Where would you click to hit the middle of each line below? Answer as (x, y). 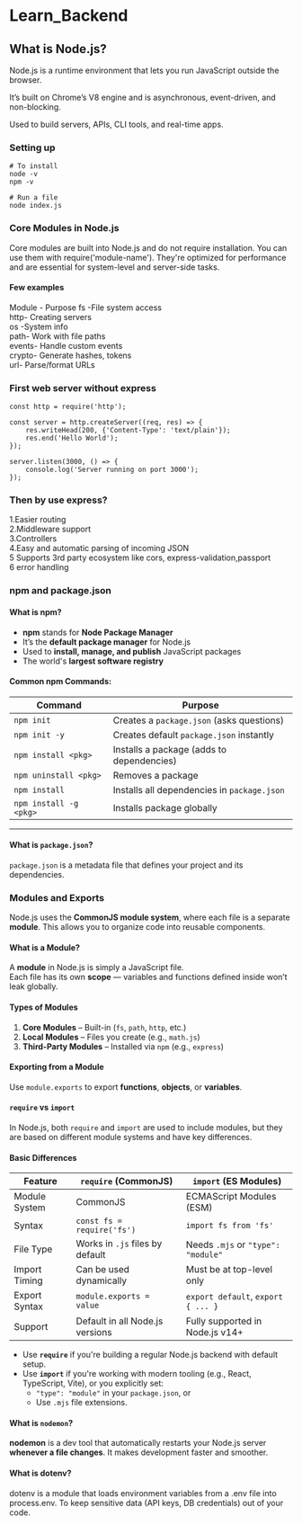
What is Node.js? (58, 49)
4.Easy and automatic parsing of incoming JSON (99, 548)
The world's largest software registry (93, 661)
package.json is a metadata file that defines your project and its (126, 865)
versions (94, 1333)
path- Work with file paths (58, 336)
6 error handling (39, 567)
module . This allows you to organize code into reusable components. (138, 927)
